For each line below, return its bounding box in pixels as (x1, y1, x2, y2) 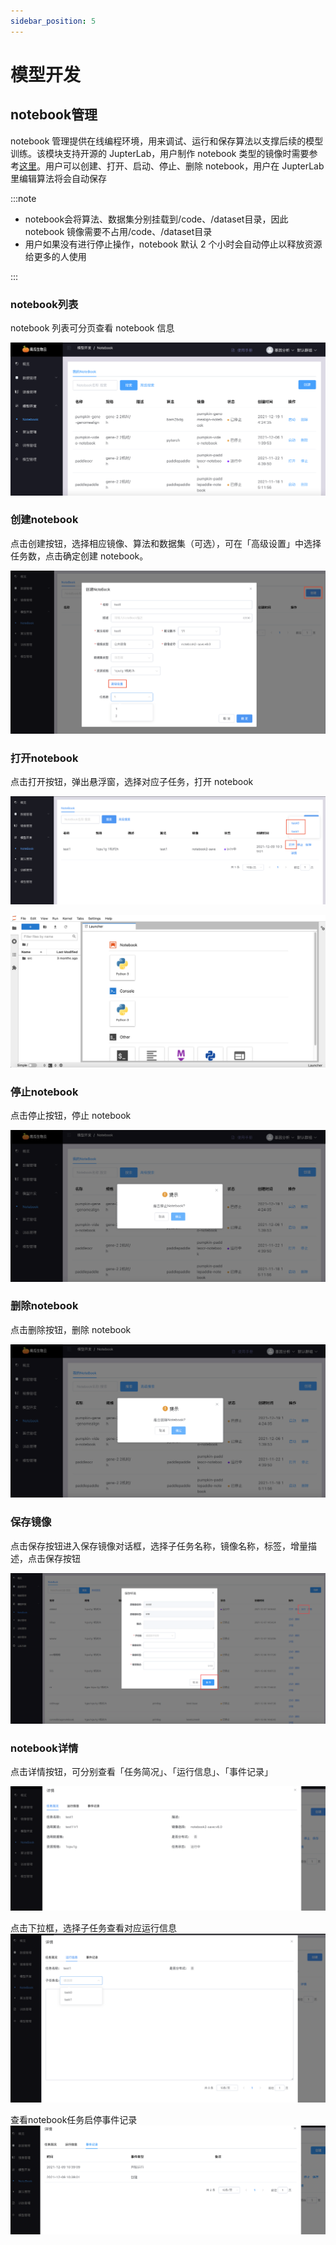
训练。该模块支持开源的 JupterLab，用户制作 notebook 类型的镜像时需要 (10, 147, 310, 159)
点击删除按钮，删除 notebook (10, 1323, 132, 1335)
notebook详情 (10, 1741, 79, 1755)
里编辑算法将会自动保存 (10, 172, 107, 184)
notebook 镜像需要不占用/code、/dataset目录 (24, 225, 213, 237)
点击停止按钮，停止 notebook (10, 1109, 132, 1121)
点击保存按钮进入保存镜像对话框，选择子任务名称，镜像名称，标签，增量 (10, 1540, 308, 1552)
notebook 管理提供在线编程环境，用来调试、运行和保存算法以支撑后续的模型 (10, 135, 324, 147)
